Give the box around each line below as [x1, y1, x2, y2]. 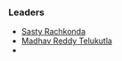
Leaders [8, 6, 45, 19]
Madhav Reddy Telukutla [20, 35, 113, 46]
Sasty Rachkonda [20, 27, 86, 37]
